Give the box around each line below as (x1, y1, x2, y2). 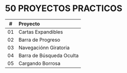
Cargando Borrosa (18, 60, 61, 67)
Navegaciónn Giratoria (18, 44, 70, 51)
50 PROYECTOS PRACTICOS (5, 3, 123, 14)
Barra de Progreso (18, 36, 61, 43)
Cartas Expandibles (18, 29, 63, 35)
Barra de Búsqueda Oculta (18, 52, 79, 58)
